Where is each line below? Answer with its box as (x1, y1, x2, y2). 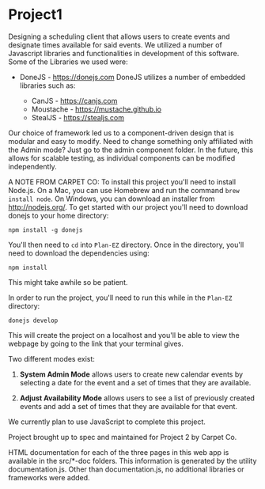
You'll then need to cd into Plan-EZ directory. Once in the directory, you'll (8, 240, 244, 249)
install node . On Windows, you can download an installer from (8, 194, 215, 203)
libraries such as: (19, 81, 76, 90)
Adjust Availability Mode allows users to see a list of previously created (19, 393, 256, 403)
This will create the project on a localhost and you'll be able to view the (8, 330, 240, 339)
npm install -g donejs (8, 226, 83, 234)
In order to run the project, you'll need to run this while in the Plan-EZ (8, 293, 233, 302)
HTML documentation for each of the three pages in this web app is (8, 447, 229, 457)
